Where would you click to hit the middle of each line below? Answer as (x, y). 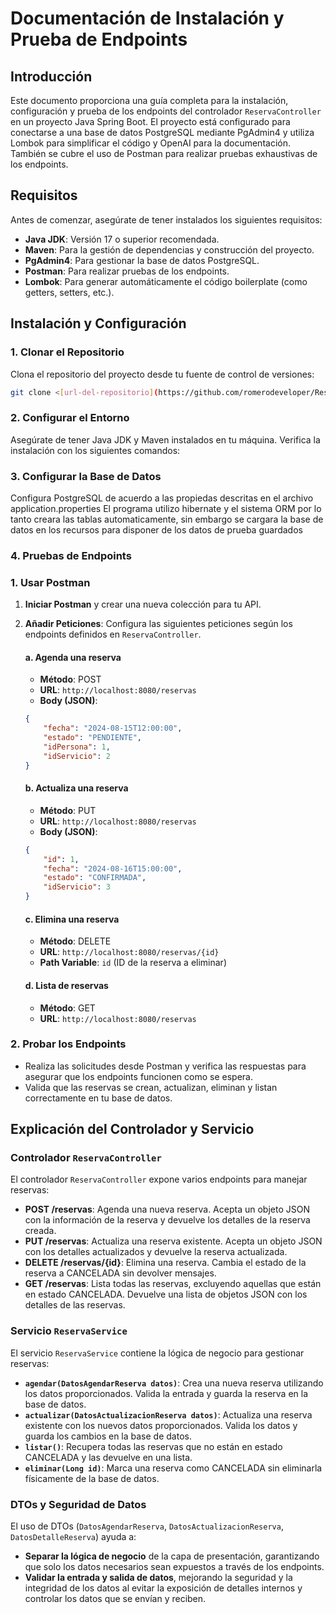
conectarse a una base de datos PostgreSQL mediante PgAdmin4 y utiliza (162, 132)
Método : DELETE (75, 941)
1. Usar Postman (50, 582)
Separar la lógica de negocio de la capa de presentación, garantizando (172, 1556)
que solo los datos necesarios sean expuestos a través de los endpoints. (174, 1567)
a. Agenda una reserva (73, 657)
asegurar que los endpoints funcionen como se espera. (138, 1076)
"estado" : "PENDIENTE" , (92, 738)
